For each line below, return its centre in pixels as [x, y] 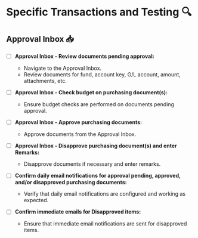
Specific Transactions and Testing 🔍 [99, 12]
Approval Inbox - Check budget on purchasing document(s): [91, 92]
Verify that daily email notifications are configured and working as [105, 194]
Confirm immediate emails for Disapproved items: [78, 212]
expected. [36, 200]
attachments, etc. [45, 81]
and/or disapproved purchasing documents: [71, 183]
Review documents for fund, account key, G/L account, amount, [102, 75]
